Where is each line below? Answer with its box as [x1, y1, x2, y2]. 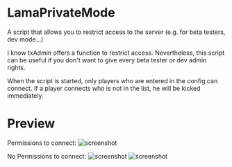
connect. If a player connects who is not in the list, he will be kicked [7, 84, 201, 92]
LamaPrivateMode [7, 5, 116, 21]
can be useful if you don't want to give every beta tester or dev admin [7, 55, 207, 64]
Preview [7, 116, 56, 132]
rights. [7, 63, 26, 71]
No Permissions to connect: [7, 152, 87, 160]
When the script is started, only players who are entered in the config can [7, 76, 218, 85]
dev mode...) [7, 35, 44, 43]
